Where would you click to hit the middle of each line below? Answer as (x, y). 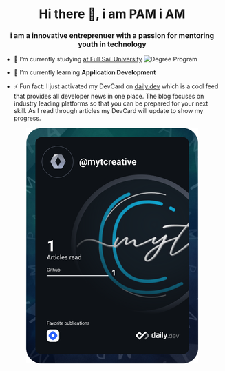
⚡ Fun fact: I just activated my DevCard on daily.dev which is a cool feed (116, 86)
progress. (27, 118)
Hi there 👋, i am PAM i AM (112, 14)
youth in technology (112, 44)
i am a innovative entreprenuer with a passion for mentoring (112, 36)
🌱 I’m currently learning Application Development (85, 72)
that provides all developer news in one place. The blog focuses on (109, 97)
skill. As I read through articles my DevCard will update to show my (108, 111)
